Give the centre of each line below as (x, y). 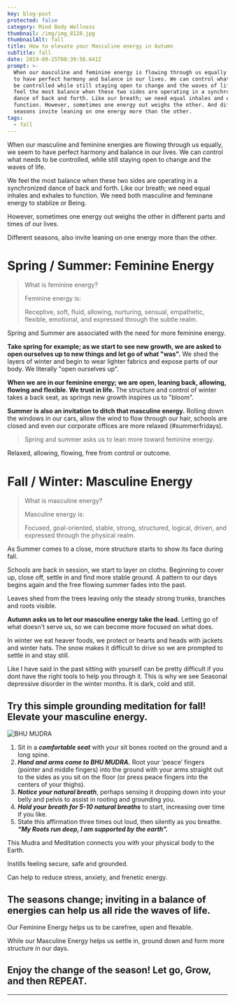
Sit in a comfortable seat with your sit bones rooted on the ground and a (122, 748)
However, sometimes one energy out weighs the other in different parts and (116, 216)
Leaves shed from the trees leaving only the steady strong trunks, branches (116, 598)
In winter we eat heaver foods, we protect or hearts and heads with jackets (115, 640)
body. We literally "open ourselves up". (63, 369)
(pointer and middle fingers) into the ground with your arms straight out (120, 770)
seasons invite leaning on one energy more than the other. (103, 111)
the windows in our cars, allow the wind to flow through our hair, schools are (117, 418)
